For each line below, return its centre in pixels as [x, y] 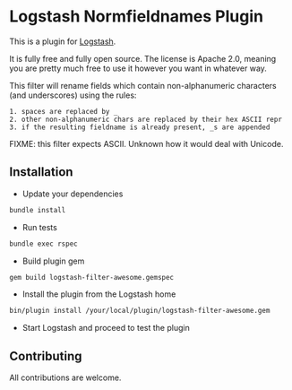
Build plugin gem [53, 261]
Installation [41, 172]
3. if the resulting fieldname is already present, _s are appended [140, 127]
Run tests [40, 227]
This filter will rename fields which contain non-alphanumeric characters [143, 85]
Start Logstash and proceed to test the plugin [106, 328]
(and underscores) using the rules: [73, 95]
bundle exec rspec [43, 244]
